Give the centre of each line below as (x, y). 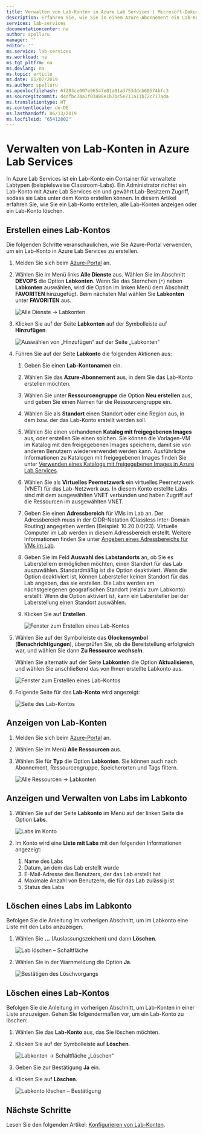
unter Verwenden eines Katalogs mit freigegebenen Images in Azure (109, 464)
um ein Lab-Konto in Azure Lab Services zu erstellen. (72, 251)
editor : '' (20, 46)
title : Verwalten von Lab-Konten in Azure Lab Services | (81, 12)
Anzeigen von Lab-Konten (56, 723)
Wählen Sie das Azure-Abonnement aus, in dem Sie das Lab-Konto (108, 377)
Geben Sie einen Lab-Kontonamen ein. (73, 365)
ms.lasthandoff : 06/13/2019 (42, 113)
